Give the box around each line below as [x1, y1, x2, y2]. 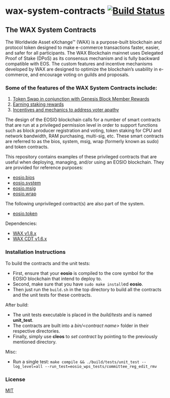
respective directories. [12, 327, 60, 334]
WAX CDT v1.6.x [12, 236, 47, 242]
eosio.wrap [12, 191, 37, 197]
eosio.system [12, 180, 41, 186]
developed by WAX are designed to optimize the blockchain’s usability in [5, 66, 158, 72]
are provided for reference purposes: [5, 165, 83, 171]
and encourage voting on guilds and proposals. [30, 72, 130, 78]
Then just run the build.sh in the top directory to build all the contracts [12, 286, 162, 292]
